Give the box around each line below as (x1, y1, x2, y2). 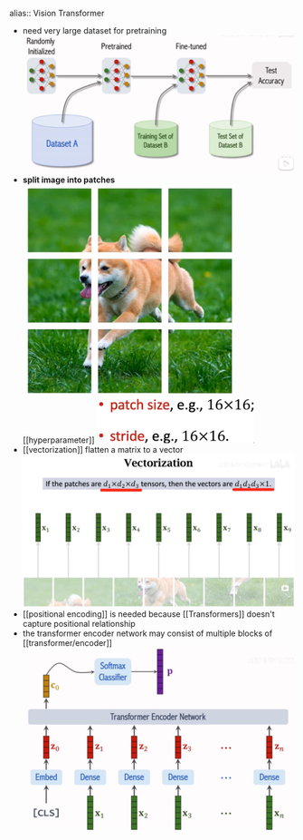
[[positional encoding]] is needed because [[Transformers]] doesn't (22, 608, 276, 620)
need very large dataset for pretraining (22, 25, 167, 35)
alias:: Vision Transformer (9, 8, 105, 18)
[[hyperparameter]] (22, 435, 95, 445)
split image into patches (22, 174, 116, 185)
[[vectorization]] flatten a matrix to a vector (22, 444, 184, 454)
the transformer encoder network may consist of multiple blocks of (22, 628, 273, 639)
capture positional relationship (22, 618, 136, 629)
